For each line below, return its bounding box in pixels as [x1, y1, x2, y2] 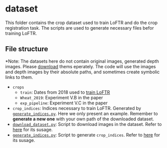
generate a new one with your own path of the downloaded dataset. [12, 116, 154, 122]
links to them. [5, 74, 34, 80]
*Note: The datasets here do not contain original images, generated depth [5, 58, 159, 64]
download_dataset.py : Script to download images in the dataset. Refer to [12, 121, 162, 127]
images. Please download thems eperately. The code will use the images [5, 63, 156, 69]
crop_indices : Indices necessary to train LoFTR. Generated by [12, 105, 141, 111]
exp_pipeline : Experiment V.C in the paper [20, 100, 108, 106]
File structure [5, 45, 48, 53]
